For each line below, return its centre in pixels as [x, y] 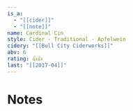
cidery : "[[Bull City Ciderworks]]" [60, 46]
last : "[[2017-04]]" [37, 65]
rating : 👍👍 [25, 59]
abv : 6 [17, 53]
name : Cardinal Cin [36, 33]
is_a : [15, 14]
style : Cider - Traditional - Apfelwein [67, 40]
